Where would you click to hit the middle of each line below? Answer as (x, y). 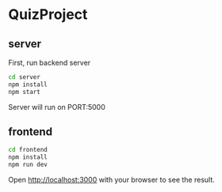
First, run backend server (50, 62)
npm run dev (28, 165)
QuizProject (48, 15)
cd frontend (28, 150)
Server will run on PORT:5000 (57, 107)
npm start (25, 92)
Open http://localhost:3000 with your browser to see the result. (112, 180)
